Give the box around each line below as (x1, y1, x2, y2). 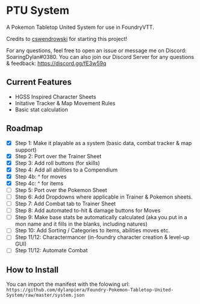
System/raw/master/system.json (6, 293, 85, 299)
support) (14, 146, 37, 154)
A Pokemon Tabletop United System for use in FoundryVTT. (6, 23, 155, 31)
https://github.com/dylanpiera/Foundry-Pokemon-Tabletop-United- (6, 287, 173, 293)
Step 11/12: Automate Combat (14, 247, 88, 254)
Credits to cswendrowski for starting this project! (6, 35, 128, 42)
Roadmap (6, 123, 43, 134)
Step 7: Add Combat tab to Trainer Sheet (14, 200, 116, 208)
